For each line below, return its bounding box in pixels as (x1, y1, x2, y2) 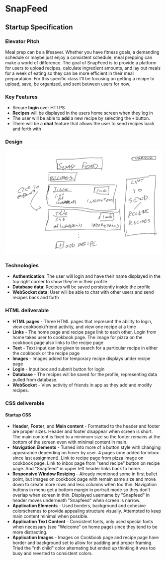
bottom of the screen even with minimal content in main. (12, 439, 128, 445)
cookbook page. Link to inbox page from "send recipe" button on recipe (12, 460, 160, 466)
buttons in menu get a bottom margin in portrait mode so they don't (12, 487, 151, 493)
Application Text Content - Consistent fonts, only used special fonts (12, 518, 153, 524)
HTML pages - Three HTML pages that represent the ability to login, (12, 318, 153, 324)
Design (5, 138, 23, 145)
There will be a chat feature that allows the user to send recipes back (12, 121, 155, 127)
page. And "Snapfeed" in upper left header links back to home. (12, 465, 142, 471)
